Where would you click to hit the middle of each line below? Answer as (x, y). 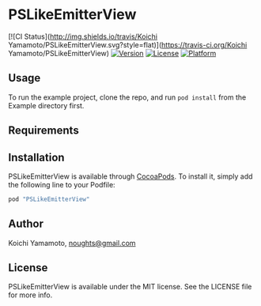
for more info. (30, 295)
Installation (36, 157)
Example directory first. (46, 105)
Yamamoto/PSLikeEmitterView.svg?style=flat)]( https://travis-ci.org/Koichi (128, 44)
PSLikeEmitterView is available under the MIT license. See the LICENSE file (130, 287)
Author (26, 224)
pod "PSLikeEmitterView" (49, 199)
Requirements (43, 131)
